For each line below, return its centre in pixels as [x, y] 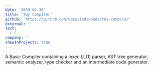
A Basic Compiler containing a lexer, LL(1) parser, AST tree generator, [77, 56]
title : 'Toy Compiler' [29, 14]
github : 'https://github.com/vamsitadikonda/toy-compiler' [68, 19]
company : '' [18, 38]
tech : [11, 28]
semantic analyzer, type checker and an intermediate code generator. [77, 62]
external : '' [19, 24]
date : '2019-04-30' [26, 10]
